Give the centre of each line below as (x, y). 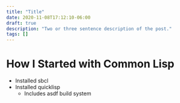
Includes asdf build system (58, 93)
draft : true (21, 23)
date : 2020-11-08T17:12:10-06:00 (48, 17)
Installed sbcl (32, 81)
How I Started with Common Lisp (90, 64)
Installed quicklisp (38, 87)
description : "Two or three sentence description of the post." (89, 29)
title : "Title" (25, 12)
